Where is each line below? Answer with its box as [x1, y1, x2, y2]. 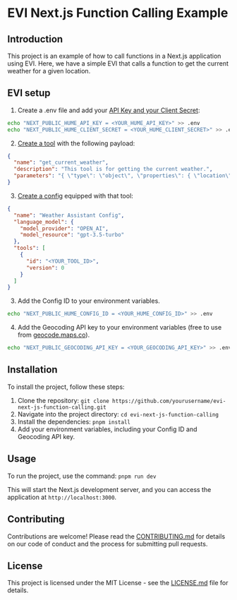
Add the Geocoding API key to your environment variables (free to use [17, 323, 222, 332]
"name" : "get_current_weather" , [13, 159, 109, 167]
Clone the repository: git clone [17, 396, 109, 404]
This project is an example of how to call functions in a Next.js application [7, 52, 221, 60]
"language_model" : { [13, 218, 74, 225]
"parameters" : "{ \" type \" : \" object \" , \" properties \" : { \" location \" [13, 172, 232, 179]
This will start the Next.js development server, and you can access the [7, 485, 212, 493]
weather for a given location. [7, 67, 91, 75]
